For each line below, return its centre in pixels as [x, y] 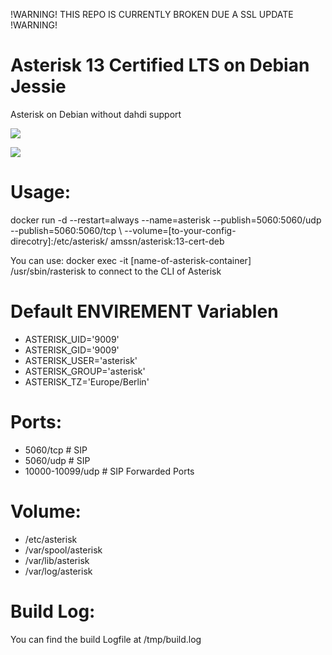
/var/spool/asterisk [63, 550]
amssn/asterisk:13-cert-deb [167, 241]
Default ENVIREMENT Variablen [144, 311]
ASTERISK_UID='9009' [72, 339]
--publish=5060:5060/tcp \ [66, 230]
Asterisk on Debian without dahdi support [96, 114]
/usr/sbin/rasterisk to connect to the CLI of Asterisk [116, 271]
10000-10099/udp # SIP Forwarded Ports [109, 471]
